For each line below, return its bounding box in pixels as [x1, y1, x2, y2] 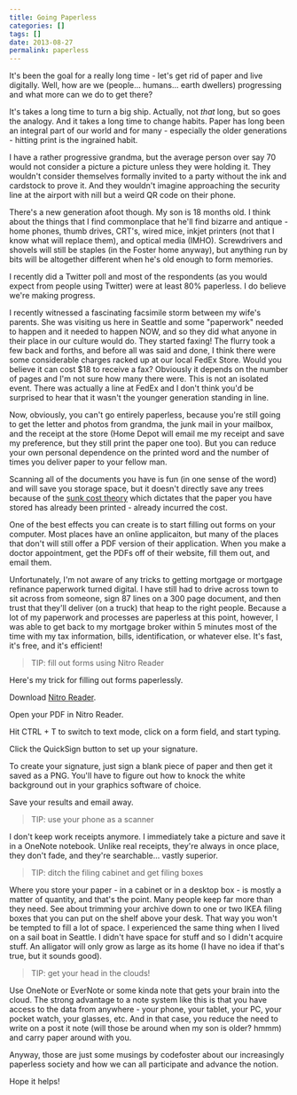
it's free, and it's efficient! [9, 640, 103, 651]
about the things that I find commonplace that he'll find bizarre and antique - [9, 217, 288, 227]
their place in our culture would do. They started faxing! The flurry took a [9, 336, 276, 346]
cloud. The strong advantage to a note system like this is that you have [9, 995, 268, 1005]
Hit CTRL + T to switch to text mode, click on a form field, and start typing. [9, 726, 281, 737]
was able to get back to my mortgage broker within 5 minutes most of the [9, 622, 277, 632]
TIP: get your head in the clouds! [30, 968, 151, 979]
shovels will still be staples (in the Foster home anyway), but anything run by [9, 245, 288, 256]
